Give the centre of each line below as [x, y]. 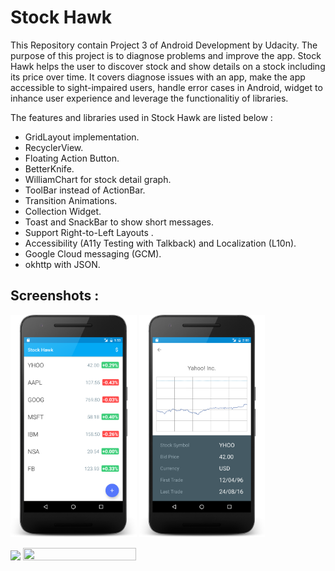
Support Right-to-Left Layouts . [89, 232]
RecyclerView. [54, 147]
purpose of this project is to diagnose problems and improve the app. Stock [166, 55]
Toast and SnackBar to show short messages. [119, 222]
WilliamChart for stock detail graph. [98, 179]
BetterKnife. [49, 168]
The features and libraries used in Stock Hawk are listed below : [141, 117]
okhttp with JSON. [62, 264]
